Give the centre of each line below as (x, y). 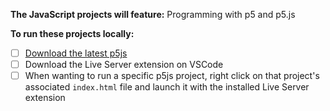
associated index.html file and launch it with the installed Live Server (167, 87)
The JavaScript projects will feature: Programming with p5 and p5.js (153, 14)
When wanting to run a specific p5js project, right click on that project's (172, 76)
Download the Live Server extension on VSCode (124, 65)
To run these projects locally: (72, 33)
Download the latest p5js (76, 53)
